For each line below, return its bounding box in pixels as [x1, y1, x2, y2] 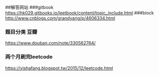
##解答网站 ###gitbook [5, 4, 53, 10]
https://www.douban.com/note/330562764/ [5, 40, 96, 46]
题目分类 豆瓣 [5, 28, 37, 35]
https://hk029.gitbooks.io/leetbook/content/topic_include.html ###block [5, 10, 154, 16]
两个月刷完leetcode [5, 54, 53, 61]
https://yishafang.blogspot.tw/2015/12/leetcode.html [5, 65, 113, 71]
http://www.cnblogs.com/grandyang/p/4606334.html [5, 15, 115, 21]
